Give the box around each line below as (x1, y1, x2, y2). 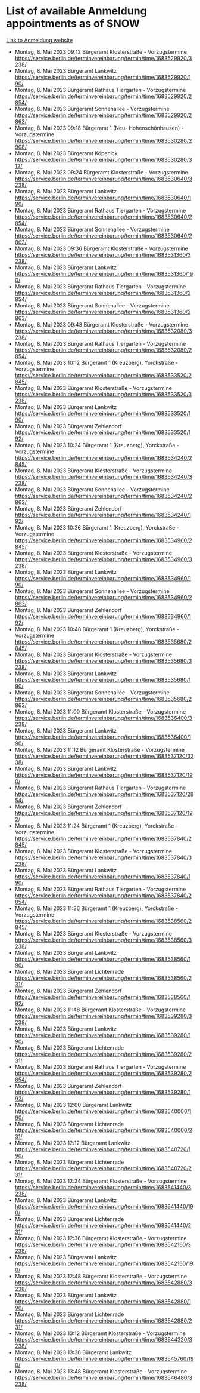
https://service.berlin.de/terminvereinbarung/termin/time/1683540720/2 (14, 1164, 192, 1171)
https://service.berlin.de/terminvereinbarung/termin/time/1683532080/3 (14, 327, 192, 334)
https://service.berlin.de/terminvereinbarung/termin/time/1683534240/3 (14, 473, 192, 480)
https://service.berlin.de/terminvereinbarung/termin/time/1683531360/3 (14, 251, 192, 258)
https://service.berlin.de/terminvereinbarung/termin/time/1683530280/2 (14, 137, 192, 144)
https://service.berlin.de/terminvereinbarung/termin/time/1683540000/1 (14, 1108, 192, 1115)
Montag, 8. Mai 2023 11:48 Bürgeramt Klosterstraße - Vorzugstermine (14, 1006, 186, 1013)
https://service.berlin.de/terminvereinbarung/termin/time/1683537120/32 (14, 752, 194, 759)
